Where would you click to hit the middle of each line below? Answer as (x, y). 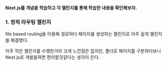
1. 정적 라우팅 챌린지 (28, 22)
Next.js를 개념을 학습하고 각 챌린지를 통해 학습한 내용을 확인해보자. (71, 8)
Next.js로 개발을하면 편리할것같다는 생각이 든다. (53, 57)
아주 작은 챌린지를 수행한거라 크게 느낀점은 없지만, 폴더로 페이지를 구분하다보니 (83, 51)
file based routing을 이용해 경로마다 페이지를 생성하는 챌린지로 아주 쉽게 (77, 34)
